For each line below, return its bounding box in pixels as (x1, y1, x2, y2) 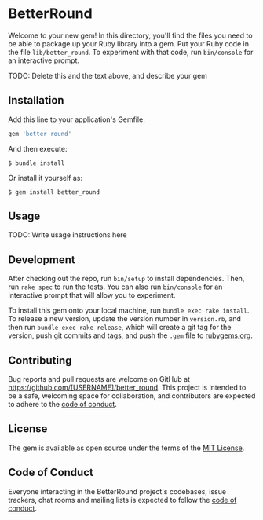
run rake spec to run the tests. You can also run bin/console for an (8, 282, 223, 291)
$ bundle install (8, 159, 65, 167)
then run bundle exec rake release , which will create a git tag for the (8, 323, 232, 332)
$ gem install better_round (8, 188, 100, 196)
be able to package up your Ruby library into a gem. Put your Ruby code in (8, 38, 250, 48)
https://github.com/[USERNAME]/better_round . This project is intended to (8, 383, 247, 393)
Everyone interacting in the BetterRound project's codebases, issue (8, 486, 226, 496)
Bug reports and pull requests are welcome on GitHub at (8, 375, 191, 384)
